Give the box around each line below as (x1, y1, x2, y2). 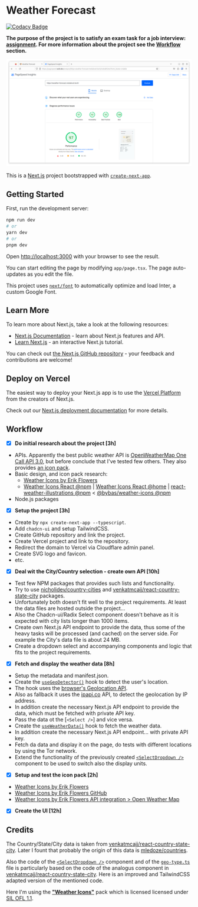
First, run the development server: (6, 205, 89, 212)
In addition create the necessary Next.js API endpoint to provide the (14, 704, 180, 711)
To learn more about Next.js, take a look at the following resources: (6, 321, 169, 328)
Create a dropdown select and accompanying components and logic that (14, 642, 192, 650)
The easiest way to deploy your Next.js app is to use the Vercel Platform (6, 389, 181, 396)
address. (14, 697, 37, 704)
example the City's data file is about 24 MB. (14, 636, 121, 643)
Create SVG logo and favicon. (14, 550, 87, 557)
